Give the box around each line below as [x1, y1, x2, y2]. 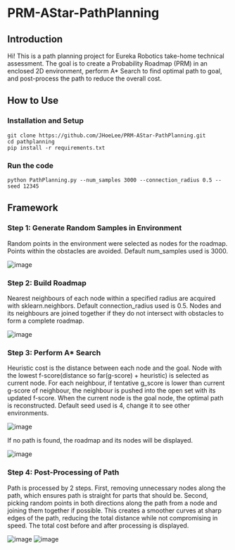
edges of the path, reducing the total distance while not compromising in [7, 513, 218, 522]
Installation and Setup [7, 116, 84, 126]
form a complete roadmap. [7, 316, 84, 325]
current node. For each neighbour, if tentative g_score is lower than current [7, 379, 225, 388]
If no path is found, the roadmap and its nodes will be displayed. [7, 436, 193, 445]
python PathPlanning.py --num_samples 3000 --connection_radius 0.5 [7, 177, 212, 184]
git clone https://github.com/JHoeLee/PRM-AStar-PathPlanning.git [7, 132, 206, 139]
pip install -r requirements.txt [7, 144, 106, 151]
